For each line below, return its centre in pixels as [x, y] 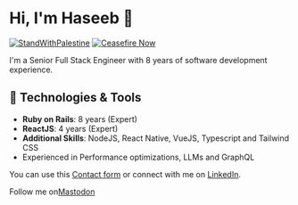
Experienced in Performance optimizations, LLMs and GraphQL [138, 157]
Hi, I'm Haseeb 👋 [71, 18]
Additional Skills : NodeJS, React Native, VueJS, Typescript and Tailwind [156, 138]
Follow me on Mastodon [52, 192]
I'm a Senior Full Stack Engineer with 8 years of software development [138, 60]
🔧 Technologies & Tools [75, 98]
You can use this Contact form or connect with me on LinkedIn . [125, 174]
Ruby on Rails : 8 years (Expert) [80, 119]
